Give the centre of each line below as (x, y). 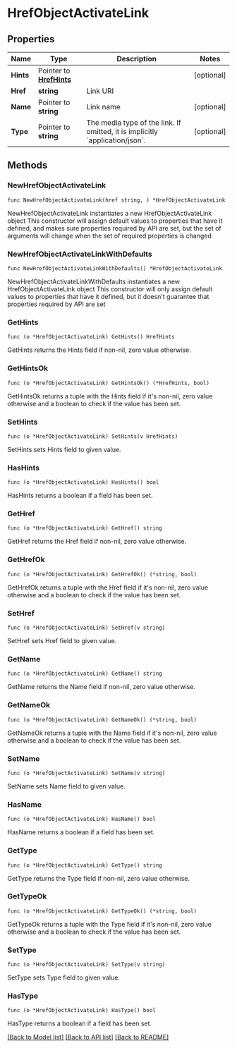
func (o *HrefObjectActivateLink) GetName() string (85, 674)
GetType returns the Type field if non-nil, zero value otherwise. (99, 878)
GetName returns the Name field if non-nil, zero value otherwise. (102, 687)
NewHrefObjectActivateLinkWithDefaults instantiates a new (94, 281)
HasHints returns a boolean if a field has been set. (80, 496)
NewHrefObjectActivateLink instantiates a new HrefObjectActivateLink (110, 213)
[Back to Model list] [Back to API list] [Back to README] (88, 1037)
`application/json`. (116, 140)
